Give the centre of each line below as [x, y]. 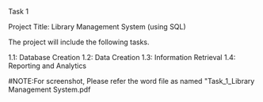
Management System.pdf [50, 89]
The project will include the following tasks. [79, 42]
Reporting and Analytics [48, 66]
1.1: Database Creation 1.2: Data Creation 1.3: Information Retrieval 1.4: [122, 57]
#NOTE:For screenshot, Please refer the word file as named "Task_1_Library [131, 81]
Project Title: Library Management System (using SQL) [97, 26]
